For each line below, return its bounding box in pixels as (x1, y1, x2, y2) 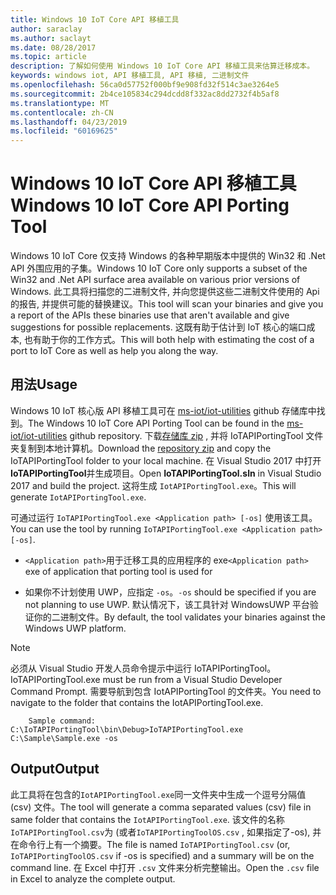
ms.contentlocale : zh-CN (10, 107, 114, 118)
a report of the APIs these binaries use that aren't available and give (10, 309, 290, 321)
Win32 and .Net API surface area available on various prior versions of (10, 274, 301, 286)
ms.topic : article (10, 52, 87, 62)
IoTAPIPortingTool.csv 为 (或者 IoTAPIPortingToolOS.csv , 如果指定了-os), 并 (10, 826, 322, 838)
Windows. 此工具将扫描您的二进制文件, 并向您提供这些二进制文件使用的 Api (10, 286, 320, 298)
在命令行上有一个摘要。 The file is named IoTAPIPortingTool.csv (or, (10, 838, 291, 850)
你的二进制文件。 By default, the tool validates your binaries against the (33, 611, 326, 623)
